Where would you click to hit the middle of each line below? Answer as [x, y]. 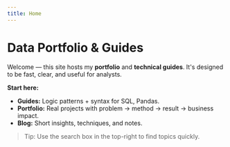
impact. [28, 115]
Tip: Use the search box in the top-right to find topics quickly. [112, 136]
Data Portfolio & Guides [76, 47]
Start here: [23, 88]
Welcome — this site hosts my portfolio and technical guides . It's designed [115, 67]
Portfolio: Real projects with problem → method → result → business [115, 108]
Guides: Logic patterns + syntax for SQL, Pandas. [88, 101]
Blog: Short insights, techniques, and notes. [80, 123]
